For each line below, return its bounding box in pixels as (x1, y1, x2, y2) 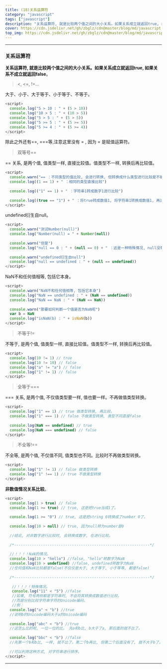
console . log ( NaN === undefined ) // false (9, 427, 97, 432)
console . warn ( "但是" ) (9, 241, 53, 246)
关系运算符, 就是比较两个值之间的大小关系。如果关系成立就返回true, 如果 (5, 65, 154, 71)
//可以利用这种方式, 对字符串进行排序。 (9, 649, 82, 654)
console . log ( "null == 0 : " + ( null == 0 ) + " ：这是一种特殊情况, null (9, 245, 157, 250)
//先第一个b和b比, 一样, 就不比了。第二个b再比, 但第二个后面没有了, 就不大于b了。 (9, 640, 163, 645)
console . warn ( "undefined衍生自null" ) (9, 255, 85, 260)
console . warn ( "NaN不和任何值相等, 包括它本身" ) (9, 288, 101, 294)
